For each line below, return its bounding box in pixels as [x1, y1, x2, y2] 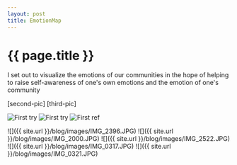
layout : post [7, 10, 46, 18]
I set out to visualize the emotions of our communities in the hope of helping [7, 71, 229, 79]
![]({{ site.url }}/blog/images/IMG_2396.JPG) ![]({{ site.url [7, 127, 173, 135]
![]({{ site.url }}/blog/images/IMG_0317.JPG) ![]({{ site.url [7, 142, 171, 151]
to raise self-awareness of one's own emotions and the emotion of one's [7, 79, 219, 87]
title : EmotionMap [7, 17, 62, 24]
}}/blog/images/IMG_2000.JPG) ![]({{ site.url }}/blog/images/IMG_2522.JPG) [7, 135, 231, 143]
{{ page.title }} [7, 47, 95, 64]
